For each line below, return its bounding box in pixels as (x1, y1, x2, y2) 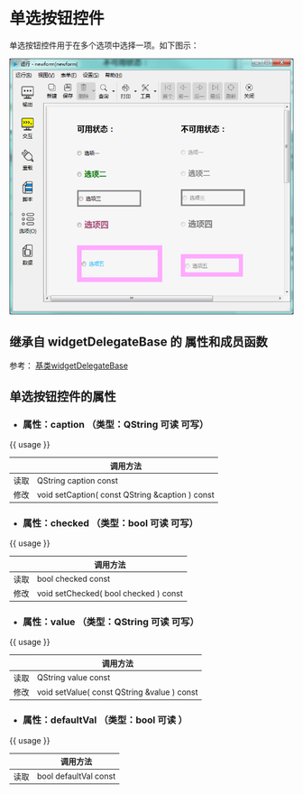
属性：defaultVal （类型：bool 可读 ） (22, 714, 188, 726)
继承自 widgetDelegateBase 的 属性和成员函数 (9, 335, 268, 350)
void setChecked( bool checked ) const (37, 587, 183, 598)
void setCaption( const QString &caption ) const (37, 489, 215, 500)
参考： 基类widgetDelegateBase (9, 360, 129, 371)
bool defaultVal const (37, 771, 115, 781)
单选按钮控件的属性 (9, 389, 116, 404)
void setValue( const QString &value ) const (37, 687, 198, 697)
